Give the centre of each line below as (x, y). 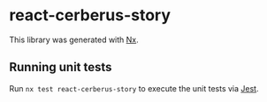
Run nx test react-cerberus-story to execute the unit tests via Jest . (134, 88)
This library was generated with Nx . (74, 40)
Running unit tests (61, 67)
